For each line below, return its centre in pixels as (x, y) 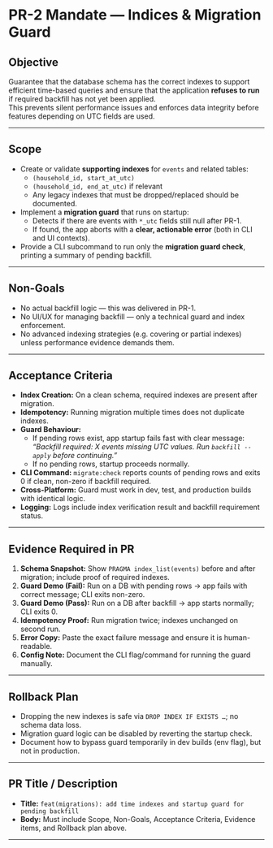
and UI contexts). (61, 238)
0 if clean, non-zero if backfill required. (86, 482)
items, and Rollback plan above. (74, 828)
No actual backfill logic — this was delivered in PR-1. (108, 308)
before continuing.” (85, 456)
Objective (34, 62)
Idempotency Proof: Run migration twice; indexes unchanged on (129, 621)
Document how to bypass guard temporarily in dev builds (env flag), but (141, 742)
